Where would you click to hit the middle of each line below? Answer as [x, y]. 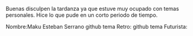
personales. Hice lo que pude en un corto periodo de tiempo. [82, 15]
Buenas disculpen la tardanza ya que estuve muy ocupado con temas [92, 9]
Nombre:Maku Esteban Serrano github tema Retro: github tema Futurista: [97, 27]
